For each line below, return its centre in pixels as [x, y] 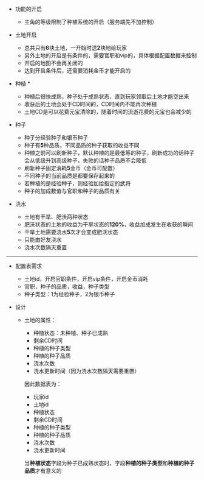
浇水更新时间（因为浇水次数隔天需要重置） [87, 371]
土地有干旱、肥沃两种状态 [56, 217]
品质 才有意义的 [43, 471]
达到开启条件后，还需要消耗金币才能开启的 [77, 71]
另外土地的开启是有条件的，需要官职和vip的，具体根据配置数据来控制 [110, 55]
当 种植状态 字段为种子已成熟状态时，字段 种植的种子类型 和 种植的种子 [109, 463]
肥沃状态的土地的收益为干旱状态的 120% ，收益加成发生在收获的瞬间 [109, 224]
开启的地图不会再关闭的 [53, 63]
